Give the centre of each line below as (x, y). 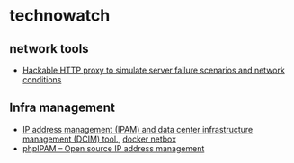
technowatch (60, 16)
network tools (49, 49)
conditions (42, 80)
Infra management (62, 108)
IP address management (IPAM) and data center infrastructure (138, 129)
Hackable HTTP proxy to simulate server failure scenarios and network (153, 70)
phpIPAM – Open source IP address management (113, 148)
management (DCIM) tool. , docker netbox (99, 139)
